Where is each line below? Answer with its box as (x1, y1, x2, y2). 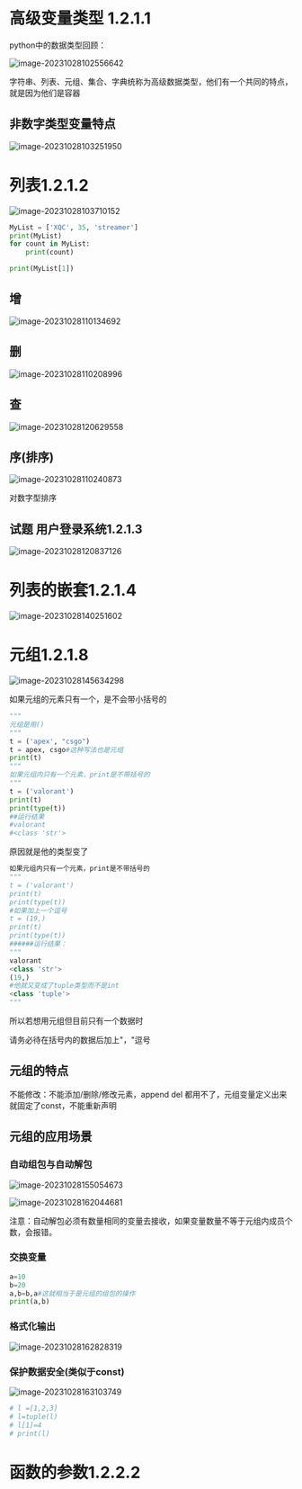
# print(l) (9, 1429, 50, 1438)
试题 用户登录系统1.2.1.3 (9, 521, 143, 536)
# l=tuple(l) (9, 1412, 58, 1422)
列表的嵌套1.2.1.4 (9, 580, 138, 601)
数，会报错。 (9, 1226, 57, 1237)
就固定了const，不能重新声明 (9, 1099, 117, 1111)
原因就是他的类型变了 (9, 847, 88, 857)
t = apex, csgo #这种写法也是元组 (9, 745, 124, 754)
